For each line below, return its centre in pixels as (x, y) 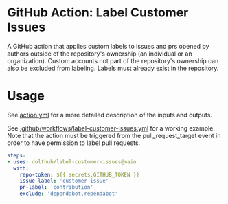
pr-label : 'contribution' (57, 188)
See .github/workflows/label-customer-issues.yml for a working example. (111, 128)
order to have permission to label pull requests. (74, 143)
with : (21, 168)
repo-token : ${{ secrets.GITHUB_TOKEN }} (79, 174)
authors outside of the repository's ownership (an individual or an (100, 54)
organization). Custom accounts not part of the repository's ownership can (113, 60)
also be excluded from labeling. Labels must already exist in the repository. (113, 68)
